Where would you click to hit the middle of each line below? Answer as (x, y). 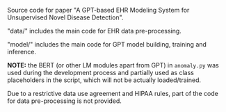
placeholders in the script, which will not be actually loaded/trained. (104, 80)
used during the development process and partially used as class (101, 73)
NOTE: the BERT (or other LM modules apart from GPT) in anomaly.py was (113, 65)
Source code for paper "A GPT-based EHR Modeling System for (98, 10)
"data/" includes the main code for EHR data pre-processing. (95, 31)
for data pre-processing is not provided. (64, 101)
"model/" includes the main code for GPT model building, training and (107, 44)
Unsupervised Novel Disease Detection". (65, 17)
